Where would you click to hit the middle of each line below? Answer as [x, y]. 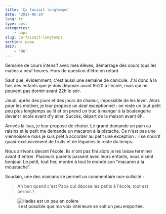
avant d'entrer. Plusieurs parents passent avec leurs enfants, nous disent [79, 156]
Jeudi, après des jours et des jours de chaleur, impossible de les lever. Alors [83, 100]
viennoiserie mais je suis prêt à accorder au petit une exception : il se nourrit [83, 136]
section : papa [20, 42]
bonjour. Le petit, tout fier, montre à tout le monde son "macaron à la [75, 161]
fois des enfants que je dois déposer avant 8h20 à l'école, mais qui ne [76, 85]
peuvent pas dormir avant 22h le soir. [43, 91]
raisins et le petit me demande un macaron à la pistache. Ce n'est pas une [81, 131]
